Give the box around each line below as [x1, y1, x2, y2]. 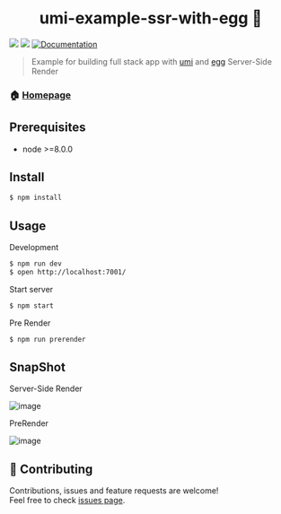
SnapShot [9, 360, 66, 375]
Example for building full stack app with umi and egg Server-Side [31, 56, 272, 66]
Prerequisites [9, 120, 86, 135]
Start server [9, 283, 54, 294]
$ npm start [9, 301, 54, 310]
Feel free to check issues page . [9, 495, 126, 506]
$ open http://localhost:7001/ [9, 268, 127, 277]
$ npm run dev [9, 259, 63, 268]
